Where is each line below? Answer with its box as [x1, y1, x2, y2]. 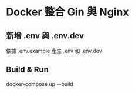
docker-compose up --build [6, 80, 73, 87]
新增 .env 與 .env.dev [6, 31, 84, 41]
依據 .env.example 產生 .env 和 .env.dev [6, 48, 102, 54]
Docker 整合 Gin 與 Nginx [6, 5, 129, 19]
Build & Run [6, 65, 49, 75]
